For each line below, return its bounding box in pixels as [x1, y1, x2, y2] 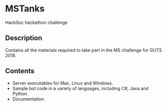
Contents [5, 67, 35, 75]
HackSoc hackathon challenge [5, 19, 68, 25]
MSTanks [5, 3, 45, 14]
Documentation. [12, 96, 46, 102]
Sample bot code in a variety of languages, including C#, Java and [12, 85, 149, 91]
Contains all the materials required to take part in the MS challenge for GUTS [5, 47, 162, 53]
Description [5, 34, 42, 42]
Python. [12, 91, 29, 97]
